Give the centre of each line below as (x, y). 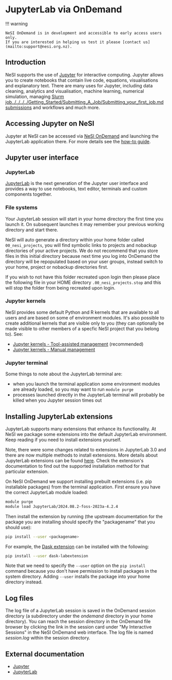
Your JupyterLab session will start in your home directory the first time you (84, 219)
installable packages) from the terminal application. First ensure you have (83, 487)
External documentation (45, 654)
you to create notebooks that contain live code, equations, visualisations (82, 80)
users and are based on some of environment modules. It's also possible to (85, 317)
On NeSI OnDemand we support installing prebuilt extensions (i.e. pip (79, 481)
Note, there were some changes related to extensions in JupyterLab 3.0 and (86, 449)
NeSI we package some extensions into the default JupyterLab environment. (86, 434)
